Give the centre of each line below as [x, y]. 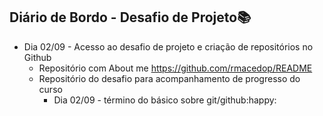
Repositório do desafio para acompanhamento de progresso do [169, 78]
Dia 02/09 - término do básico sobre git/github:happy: [165, 100]
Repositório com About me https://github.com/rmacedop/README [175, 68]
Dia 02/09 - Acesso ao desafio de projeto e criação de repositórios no [168, 46]
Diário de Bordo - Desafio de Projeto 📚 [130, 17]
